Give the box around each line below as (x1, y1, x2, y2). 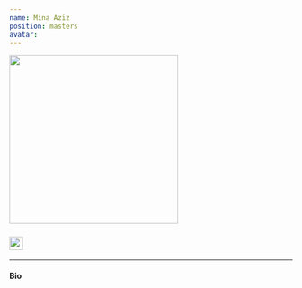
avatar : (9, 30, 39, 39)
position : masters (9, 22, 78, 31)
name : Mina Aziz (9, 13, 70, 22)
